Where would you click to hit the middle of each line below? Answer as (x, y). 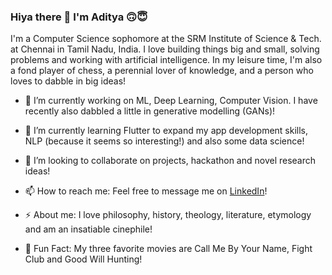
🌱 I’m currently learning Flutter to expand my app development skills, (166, 131)
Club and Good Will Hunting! (83, 259)
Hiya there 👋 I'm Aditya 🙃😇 (79, 17)
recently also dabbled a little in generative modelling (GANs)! (150, 111)
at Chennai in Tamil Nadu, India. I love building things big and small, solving (165, 49)
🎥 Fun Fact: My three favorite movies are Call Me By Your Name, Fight (168, 249)
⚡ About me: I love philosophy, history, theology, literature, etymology (168, 215)
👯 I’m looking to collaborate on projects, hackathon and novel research (170, 161)
